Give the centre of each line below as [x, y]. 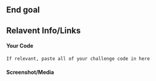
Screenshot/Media [30, 72]
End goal [23, 10]
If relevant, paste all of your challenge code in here [78, 59]
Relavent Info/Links [44, 31]
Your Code [20, 46]
